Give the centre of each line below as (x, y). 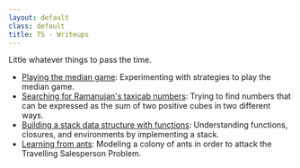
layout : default (39, 18)
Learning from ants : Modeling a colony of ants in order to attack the (146, 144)
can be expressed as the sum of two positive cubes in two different (146, 106)
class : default (37, 26)
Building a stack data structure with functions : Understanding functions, (154, 125)
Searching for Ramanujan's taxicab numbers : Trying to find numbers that (156, 96)
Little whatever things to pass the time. (80, 60)
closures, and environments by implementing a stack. (120, 135)
